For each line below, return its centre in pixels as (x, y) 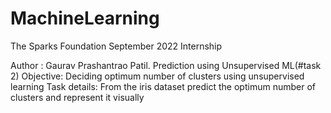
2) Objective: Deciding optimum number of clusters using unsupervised (157, 76)
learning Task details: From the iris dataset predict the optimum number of (163, 86)
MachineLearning (85, 18)
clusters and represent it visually (77, 97)
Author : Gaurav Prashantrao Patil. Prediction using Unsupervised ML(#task (166, 65)
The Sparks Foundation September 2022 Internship (116, 46)
